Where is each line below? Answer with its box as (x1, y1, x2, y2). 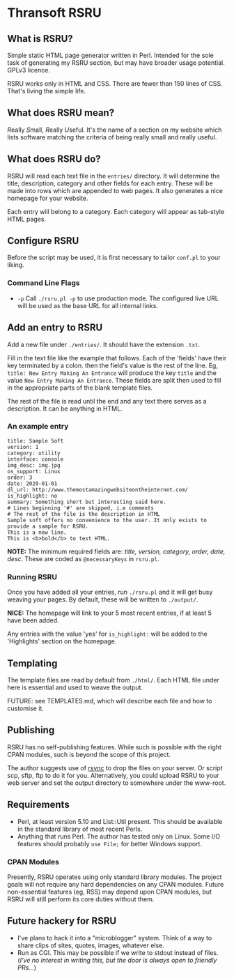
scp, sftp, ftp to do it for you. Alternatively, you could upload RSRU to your (7, 771, 219, 779)
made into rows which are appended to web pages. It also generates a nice (7, 186, 223, 194)
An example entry (7, 422, 69, 431)
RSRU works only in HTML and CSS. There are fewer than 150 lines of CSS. (7, 79, 223, 88)
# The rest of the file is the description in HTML (7, 510, 160, 517)
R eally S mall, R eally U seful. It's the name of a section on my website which (7, 125, 222, 134)
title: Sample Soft (7, 437, 64, 444)
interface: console (7, 455, 64, 463)
